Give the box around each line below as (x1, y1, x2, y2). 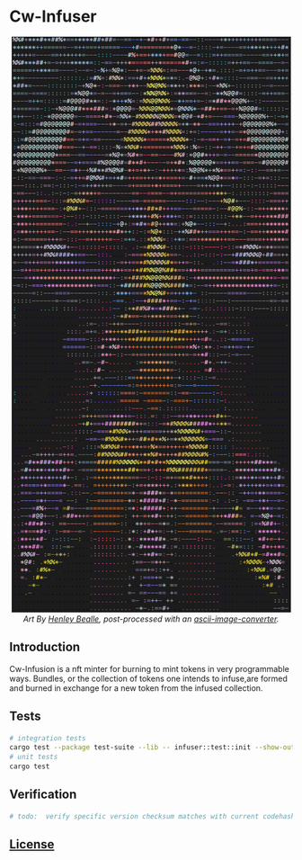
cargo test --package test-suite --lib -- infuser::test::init (9, 743, 252, 752)
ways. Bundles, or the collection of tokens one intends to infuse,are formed (9, 673, 288, 684)
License (9, 837, 55, 852)
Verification (9, 787, 77, 802)
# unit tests (9, 753, 58, 762)
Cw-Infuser (9, 6, 97, 27)
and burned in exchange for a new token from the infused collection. (9, 682, 263, 694)
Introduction (9, 640, 81, 655)
